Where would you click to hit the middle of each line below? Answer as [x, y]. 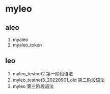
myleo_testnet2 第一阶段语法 [43, 73]
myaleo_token [27, 45]
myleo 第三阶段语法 [33, 86]
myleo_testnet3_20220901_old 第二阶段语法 [59, 80]
